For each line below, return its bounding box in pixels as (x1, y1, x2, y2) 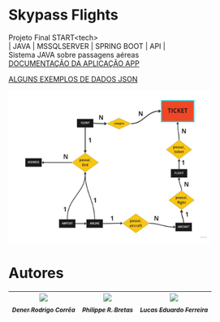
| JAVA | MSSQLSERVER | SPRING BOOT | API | (8, 41, 166, 50)
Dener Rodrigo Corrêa (11, 307, 75, 315)
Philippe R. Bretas (82, 307, 134, 315)
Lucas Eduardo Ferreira (140, 307, 209, 315)
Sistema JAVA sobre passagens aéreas (8, 50, 140, 59)
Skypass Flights (8, 6, 119, 24)
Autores (8, 264, 64, 282)
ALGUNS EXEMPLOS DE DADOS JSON (8, 74, 138, 84)
